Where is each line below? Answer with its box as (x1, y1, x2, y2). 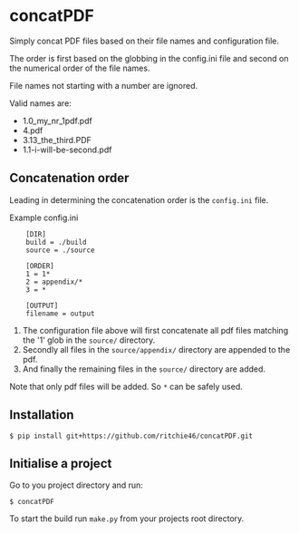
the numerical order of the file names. (9, 63, 150, 73)
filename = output (25, 309, 95, 318)
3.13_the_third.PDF (22, 134, 92, 145)
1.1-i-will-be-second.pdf (22, 144, 112, 155)
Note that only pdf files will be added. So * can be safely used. (9, 381, 243, 392)
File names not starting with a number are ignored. (9, 80, 198, 91)
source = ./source (25, 246, 95, 255)
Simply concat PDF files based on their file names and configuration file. (9, 35, 279, 46)
